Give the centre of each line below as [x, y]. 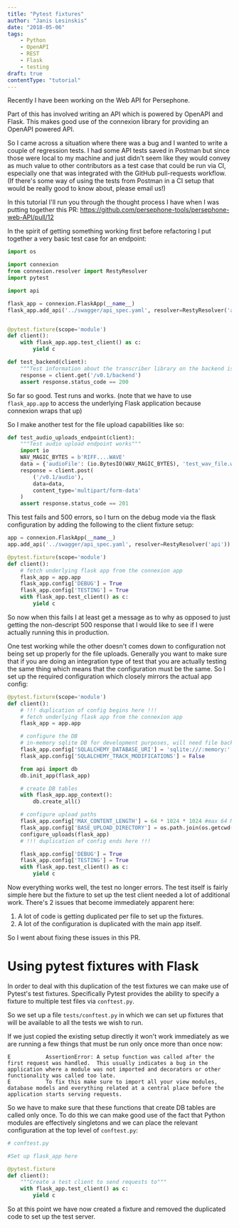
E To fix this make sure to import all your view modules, [113, 1082]
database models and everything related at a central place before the [116, 1088]
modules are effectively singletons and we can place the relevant [102, 1123]
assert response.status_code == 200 [75, 382]
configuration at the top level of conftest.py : [73, 1130]
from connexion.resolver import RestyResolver [78, 271]
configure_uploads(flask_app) [65, 834]
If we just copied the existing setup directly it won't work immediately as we [118, 1036]
